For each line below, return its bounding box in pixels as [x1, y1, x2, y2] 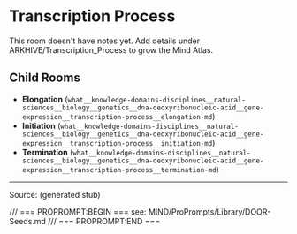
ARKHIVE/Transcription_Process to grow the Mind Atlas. [9, 44, 214, 55]
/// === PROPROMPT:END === [48, 215, 161, 226]
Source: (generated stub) [9, 189, 101, 200]
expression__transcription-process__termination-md [21, 165, 217, 174]
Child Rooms [9, 71, 81, 86]
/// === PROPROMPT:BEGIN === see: [9, 206, 147, 217]
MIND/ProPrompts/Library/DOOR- [148, 206, 271, 217]
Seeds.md [9, 215, 47, 226]
